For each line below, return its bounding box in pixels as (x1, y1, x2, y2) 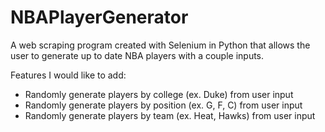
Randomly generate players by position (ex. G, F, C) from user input (24, 99, 303, 111)
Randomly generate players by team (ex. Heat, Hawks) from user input (24, 109, 316, 121)
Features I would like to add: (10, 69, 127, 81)
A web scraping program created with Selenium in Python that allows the (10, 39, 311, 51)
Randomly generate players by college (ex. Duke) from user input (24, 88, 294, 100)
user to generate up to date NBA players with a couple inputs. (10, 49, 265, 61)
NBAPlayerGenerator (10, 6, 189, 29)
